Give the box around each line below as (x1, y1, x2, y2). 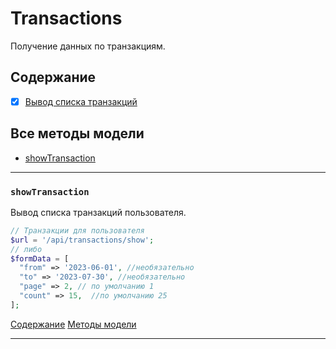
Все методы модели (10, 125, 145, 142)
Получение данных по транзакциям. (10, 40, 166, 52)
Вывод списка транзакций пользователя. (10, 206, 187, 218)
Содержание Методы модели (10, 318, 137, 330)
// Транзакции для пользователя (10, 225, 145, 236)
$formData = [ (10, 253, 70, 264)
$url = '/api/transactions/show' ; (10, 235, 155, 245)
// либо (10, 244, 43, 254)
